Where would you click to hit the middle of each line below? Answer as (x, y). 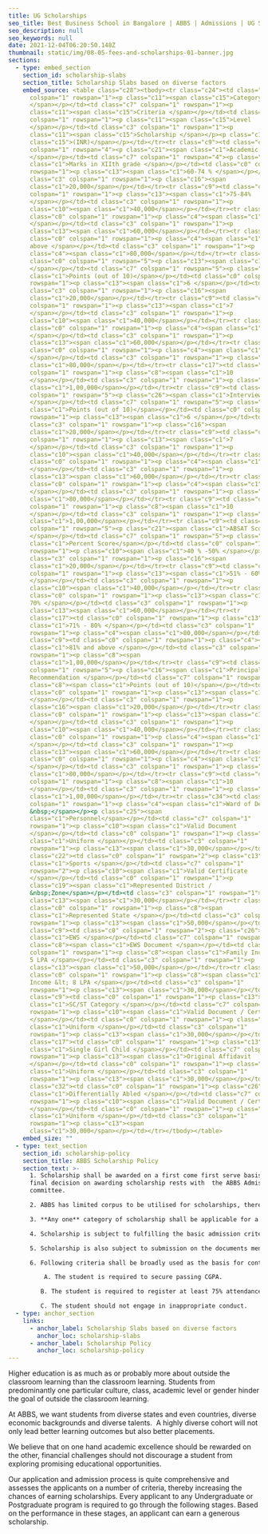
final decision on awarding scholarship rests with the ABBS (135, 1183)
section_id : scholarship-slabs (75, 75)
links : (33, 1320)
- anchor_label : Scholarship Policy (90, 1343)
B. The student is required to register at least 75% (132, 1292)
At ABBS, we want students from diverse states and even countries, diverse (132, 1414)
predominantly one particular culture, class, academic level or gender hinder (134, 1390)
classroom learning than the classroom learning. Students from (112, 1382)
